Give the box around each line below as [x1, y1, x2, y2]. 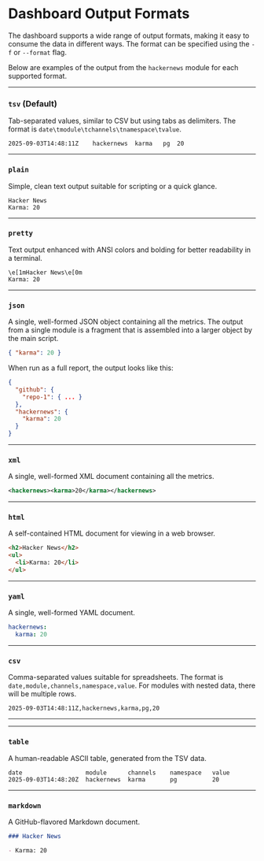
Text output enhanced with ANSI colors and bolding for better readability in [8, 245, 251, 254]
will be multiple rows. [8, 689, 77, 699]
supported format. [8, 71, 68, 80]
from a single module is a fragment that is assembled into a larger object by [8, 325, 253, 335]
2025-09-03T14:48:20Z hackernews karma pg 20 [8, 775, 220, 784]
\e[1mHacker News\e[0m [8, 269, 82, 276]
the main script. [8, 334, 59, 343]
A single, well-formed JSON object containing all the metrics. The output [8, 317, 244, 327]
